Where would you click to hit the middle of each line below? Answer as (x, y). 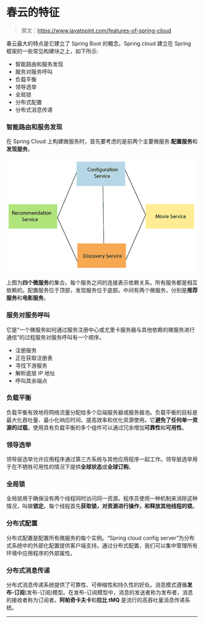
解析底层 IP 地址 (35, 373)
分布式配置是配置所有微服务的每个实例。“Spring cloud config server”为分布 (101, 538)
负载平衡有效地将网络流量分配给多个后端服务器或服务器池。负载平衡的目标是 (102, 412)
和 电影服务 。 (33, 298)
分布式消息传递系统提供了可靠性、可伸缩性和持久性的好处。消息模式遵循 (97, 585)
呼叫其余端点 (31, 381)
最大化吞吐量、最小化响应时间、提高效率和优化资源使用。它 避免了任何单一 (99, 420)
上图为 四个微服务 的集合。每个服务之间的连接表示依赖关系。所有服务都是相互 (102, 283)
